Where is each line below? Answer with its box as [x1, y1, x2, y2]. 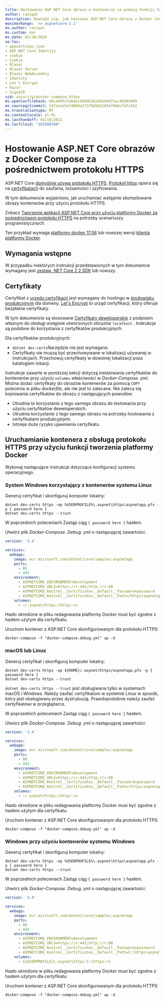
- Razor [5, 85, 21, 90]
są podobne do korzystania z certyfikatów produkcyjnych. [5, 326, 123, 332]
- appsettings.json [5, 44, 45, 49]
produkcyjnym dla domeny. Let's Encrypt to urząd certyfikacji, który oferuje [5, 300, 158, 306]
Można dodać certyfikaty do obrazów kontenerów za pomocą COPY [5, 380, 140, 386]
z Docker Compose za [5, 153, 97, 165]
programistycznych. [5, 220, 46, 226]
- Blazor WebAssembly [5, 71, 50, 76]
